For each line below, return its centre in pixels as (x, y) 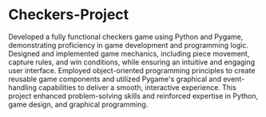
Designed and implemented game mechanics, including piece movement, (129, 53)
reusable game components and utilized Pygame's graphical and (115, 79)
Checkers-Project (69, 15)
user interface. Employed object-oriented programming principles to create (132, 70)
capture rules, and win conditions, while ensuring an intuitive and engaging (132, 62)
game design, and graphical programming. (78, 104)
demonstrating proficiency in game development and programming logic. (129, 45)
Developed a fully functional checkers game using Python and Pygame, (126, 37)
